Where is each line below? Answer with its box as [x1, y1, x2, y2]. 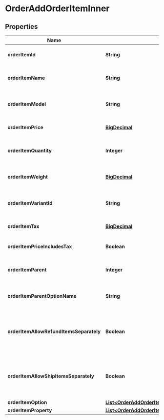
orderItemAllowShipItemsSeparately [7, 373, 94, 379]
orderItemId [7, 51, 36, 58]
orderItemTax [7, 223, 40, 230]
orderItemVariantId [7, 200, 53, 206]
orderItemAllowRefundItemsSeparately [7, 328, 101, 335]
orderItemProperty [7, 407, 52, 414]
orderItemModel [7, 101, 46, 108]
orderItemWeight [7, 174, 48, 180]
